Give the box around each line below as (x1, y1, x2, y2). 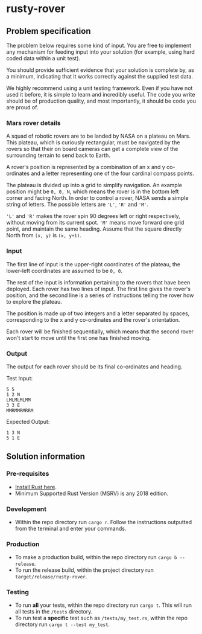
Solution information (6, 452, 86, 462)
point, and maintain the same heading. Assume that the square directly (6, 225, 182, 232)
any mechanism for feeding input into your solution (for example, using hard (6, 48, 195, 56)
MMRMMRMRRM (6, 407, 34, 414)
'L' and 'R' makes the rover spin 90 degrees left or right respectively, (6, 213, 180, 220)
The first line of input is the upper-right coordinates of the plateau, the (6, 260, 181, 267)
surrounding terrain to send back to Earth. (6, 152, 110, 159)
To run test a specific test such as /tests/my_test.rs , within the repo (14, 615, 188, 622)
